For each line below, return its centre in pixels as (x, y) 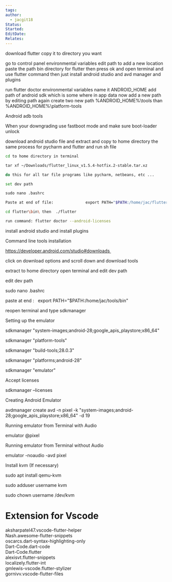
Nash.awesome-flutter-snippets (39, 535)
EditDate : (16, 34)
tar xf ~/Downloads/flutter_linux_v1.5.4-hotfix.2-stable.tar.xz (76, 165)
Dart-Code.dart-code (28, 546)
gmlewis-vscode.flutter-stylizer (38, 568)
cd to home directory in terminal (42, 156)
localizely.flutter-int (26, 562)
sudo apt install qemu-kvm (33, 475)
